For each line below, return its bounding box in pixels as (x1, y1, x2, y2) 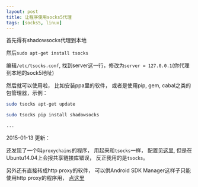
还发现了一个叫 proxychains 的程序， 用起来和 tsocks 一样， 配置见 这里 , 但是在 (6, 147, 193, 154)
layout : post (6, 8, 39, 15)
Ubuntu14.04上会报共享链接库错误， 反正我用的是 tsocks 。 (6, 154, 149, 161)
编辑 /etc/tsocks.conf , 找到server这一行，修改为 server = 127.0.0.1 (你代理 (6, 62, 190, 69)
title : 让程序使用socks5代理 (6, 14, 72, 20)
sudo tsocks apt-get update (6, 102, 76, 107)
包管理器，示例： (6, 90, 48, 97)
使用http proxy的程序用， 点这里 (6, 175, 85, 181)
